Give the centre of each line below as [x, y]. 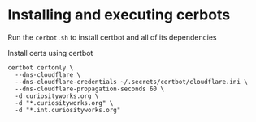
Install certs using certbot [50, 53]
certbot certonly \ [41, 67]
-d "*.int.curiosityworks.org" [68, 110]
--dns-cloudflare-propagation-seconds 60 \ [89, 89]
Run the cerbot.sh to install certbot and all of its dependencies [112, 37]
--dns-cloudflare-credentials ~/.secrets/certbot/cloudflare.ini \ [132, 82]
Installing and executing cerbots [119, 15]
